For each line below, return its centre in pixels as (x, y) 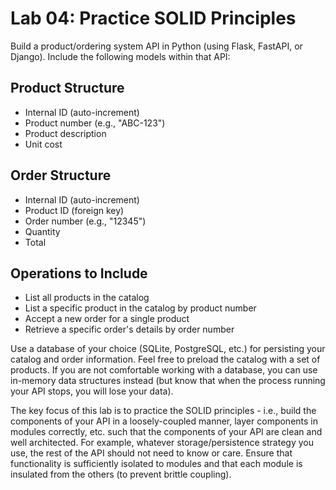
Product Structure (67, 88)
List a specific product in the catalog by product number (140, 308)
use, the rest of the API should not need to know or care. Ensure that (151, 453)
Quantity (42, 231)
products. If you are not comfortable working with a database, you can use (164, 370)
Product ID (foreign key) (74, 210)
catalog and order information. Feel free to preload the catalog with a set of (165, 359)
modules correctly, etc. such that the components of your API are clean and (166, 432)
